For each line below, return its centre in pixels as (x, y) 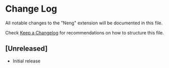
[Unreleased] (27, 49)
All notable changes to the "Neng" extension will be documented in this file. (84, 23)
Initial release (26, 61)
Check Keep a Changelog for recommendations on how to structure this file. (85, 32)
